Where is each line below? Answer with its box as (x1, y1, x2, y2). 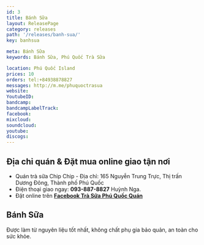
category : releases (6, 26, 56, 32)
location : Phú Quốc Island (6, 65, 75, 71)
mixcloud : (6, 116, 32, 123)
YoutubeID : (6, 94, 34, 100)
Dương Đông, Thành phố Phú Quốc (15, 179, 104, 186)
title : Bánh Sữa (6, 15, 48, 21)
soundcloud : (6, 122, 37, 129)
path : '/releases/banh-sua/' (6, 32, 81, 38)
